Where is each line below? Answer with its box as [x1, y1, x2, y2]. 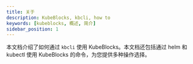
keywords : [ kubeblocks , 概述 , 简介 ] [6, 20, 96, 26]
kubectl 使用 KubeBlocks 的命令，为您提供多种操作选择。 [6, 51, 151, 59]
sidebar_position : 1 [6, 26, 59, 32]
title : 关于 [6, 9, 35, 15]
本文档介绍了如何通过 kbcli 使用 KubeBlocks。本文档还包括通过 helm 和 [6, 43, 188, 51]
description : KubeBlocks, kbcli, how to [6, 15, 111, 21]
